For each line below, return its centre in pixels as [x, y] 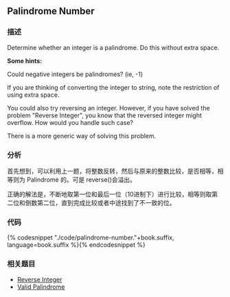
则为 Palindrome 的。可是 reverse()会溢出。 [74, 179]
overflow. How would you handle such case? [70, 122]
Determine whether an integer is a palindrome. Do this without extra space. [113, 47]
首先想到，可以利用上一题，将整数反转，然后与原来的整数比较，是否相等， [112, 171]
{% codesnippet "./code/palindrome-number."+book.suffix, [91, 238]
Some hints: [25, 60]
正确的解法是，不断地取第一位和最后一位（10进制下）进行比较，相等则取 [110, 194]
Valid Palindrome [41, 287]
